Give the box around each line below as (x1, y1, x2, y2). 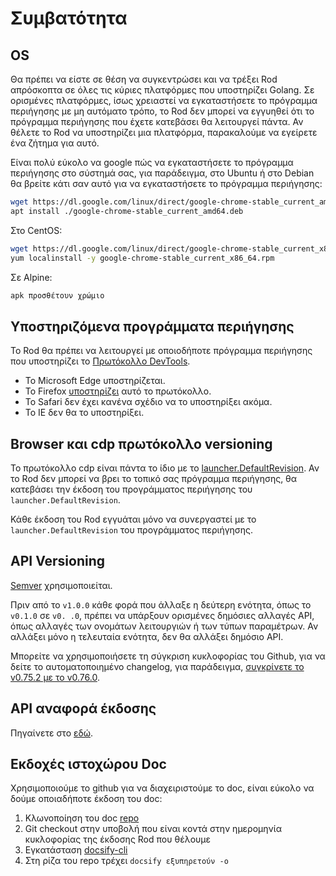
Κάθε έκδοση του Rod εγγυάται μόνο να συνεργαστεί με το (10, 513, 257, 525)
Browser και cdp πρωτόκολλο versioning (10, 435, 273, 452)
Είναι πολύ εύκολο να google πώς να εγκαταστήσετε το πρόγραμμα (10, 157, 294, 168)
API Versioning (10, 553, 106, 570)
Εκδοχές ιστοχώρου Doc (10, 756, 167, 773)
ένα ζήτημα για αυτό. (10, 137, 100, 149)
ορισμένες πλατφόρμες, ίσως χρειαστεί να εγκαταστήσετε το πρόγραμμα (10, 95, 318, 106)
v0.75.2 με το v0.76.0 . (10, 671, 100, 683)
